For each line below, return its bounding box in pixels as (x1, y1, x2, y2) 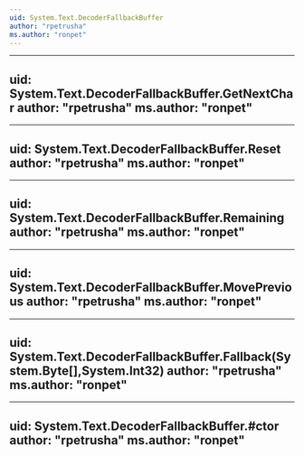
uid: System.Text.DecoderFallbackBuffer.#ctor (9, 418, 280, 433)
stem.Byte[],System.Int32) (9, 363, 165, 379)
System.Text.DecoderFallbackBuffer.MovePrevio (9, 280, 292, 295)
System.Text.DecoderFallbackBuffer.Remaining (9, 210, 285, 226)
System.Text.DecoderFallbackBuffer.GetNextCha (9, 86, 294, 101)
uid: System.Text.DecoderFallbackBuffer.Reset (9, 141, 281, 156)
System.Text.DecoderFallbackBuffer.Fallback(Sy (9, 349, 291, 365)
